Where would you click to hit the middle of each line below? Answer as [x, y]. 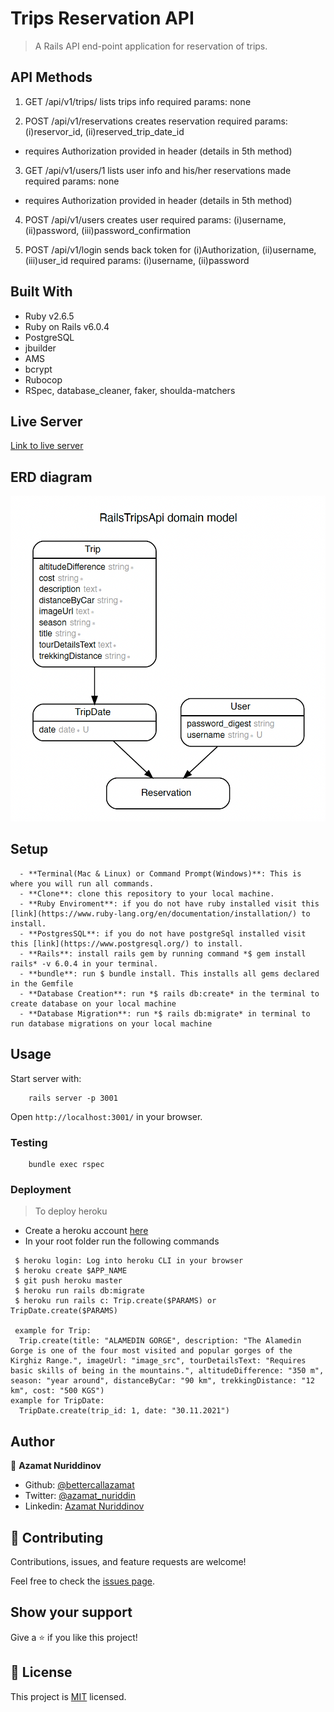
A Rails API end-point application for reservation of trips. [151, 46]
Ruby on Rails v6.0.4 [67, 326]
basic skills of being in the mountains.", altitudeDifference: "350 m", [167, 1371]
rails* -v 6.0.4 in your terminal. [84, 963]
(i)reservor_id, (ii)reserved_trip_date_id [104, 131]
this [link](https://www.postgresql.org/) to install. [127, 943]
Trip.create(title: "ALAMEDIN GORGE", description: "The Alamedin [160, 1341]
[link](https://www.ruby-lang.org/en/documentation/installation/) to [160, 913]
